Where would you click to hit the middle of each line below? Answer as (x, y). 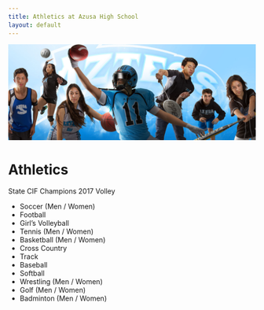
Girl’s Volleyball (44, 223)
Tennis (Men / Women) (57, 231)
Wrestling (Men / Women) (61, 282)
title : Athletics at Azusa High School (73, 17)
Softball (32, 273)
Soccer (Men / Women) (57, 207)
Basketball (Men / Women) (62, 240)
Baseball (33, 265)
